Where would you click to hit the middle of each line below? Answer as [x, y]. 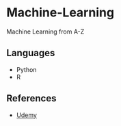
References [31, 98]
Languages [31, 53]
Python [26, 69]
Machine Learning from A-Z [45, 32]
